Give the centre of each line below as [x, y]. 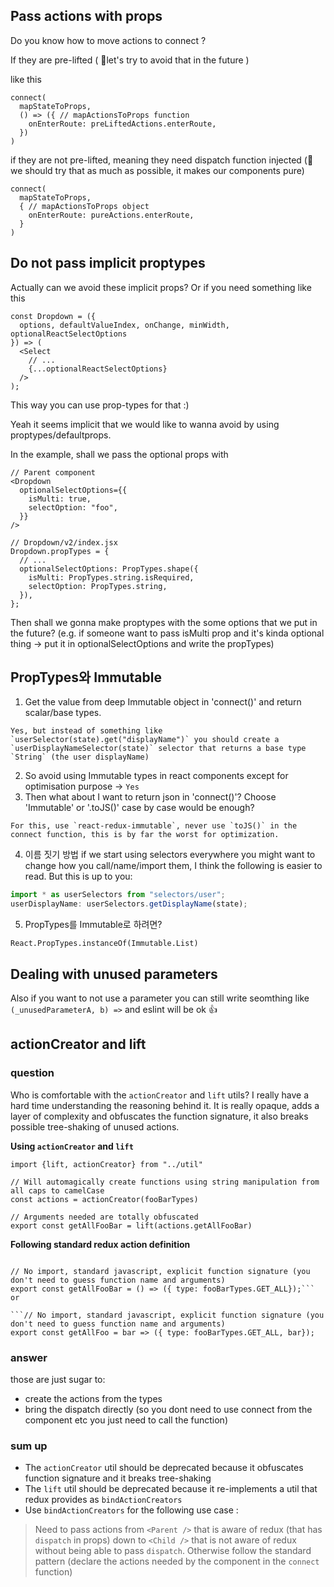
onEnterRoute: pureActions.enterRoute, [111, 215]
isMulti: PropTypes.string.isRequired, [111, 577]
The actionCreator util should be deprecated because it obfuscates [164, 1468]
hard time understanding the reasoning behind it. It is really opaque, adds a [165, 1105]
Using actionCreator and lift [72, 1146]
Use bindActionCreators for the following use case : [131, 1510]
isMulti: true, [60, 499]
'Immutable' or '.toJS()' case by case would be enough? [139, 808]
